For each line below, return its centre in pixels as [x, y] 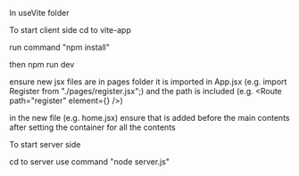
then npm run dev [42, 64]
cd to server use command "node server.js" [90, 162]
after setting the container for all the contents [92, 127]
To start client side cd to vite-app [70, 30]
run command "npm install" [59, 47]
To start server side [45, 144]
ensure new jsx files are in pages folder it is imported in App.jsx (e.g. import [148, 82]
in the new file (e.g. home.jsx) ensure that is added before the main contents [149, 118]
